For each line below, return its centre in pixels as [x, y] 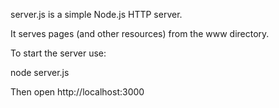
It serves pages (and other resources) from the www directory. [140, 33]
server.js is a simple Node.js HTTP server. [96, 14]
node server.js [40, 72]
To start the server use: [58, 53]
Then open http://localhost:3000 [77, 92]
